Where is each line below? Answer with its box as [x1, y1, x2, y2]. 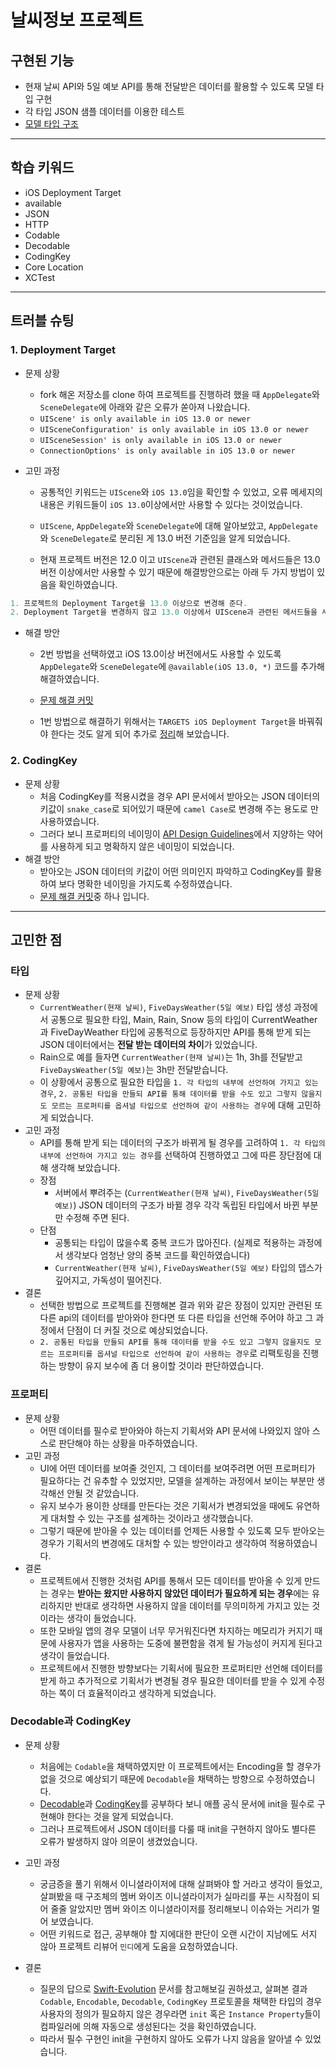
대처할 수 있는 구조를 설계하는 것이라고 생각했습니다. [50, 1512, 254, 1524]
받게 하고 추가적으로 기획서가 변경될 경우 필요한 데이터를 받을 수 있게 [39, 1674, 307, 1686]
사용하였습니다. [39, 815, 100, 827]
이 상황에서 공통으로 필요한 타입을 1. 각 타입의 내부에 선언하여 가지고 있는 [39, 1076, 319, 1088]
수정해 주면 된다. [65, 1212, 130, 1224]
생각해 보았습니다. [50, 1162, 121, 1174]
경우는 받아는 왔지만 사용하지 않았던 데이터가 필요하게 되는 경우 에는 [50, 1587, 310, 1599]
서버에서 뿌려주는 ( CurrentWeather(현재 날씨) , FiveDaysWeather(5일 [54, 1187, 320, 1199]
